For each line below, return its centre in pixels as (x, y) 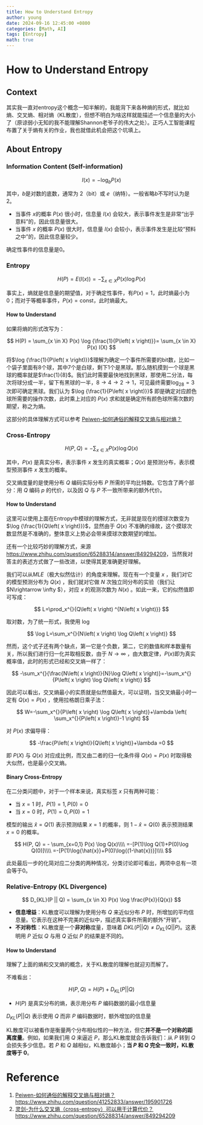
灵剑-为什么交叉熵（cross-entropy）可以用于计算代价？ (84, 1109)
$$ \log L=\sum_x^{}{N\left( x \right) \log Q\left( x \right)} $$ (101, 634)
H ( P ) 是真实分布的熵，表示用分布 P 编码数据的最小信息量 (85, 1003)
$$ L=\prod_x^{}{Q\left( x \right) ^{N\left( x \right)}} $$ (101, 609)
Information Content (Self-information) (65, 167)
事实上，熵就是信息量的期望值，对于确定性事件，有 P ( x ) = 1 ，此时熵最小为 (98, 293)
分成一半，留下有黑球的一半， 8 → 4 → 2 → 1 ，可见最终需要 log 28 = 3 (108, 383)
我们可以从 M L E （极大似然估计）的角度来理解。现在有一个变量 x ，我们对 (97, 574)
